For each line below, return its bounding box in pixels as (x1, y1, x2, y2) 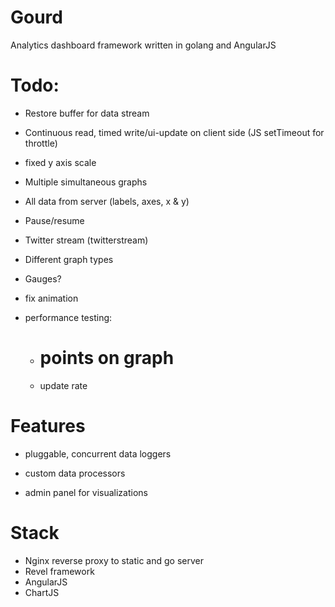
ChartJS (24, 586, 60, 598)
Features (10, 415, 86, 437)
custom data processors (24, 467, 126, 479)
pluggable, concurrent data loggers (24, 447, 172, 460)
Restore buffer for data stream (24, 107, 150, 119)
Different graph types (24, 253, 114, 265)
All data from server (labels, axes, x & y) (24, 195, 190, 207)
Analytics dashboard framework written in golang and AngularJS (10, 39, 277, 51)
